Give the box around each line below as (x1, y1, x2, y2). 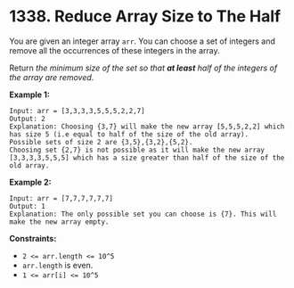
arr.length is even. (21, 259, 94, 270)
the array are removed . (9, 71, 94, 82)
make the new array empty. (9, 217, 110, 226)
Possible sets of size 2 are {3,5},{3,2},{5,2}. (9, 137, 193, 146)
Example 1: (9, 89, 51, 100)
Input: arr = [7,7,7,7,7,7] (9, 193, 114, 202)
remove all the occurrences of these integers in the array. (9, 45, 220, 55)
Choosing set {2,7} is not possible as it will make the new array (9, 145, 265, 154)
